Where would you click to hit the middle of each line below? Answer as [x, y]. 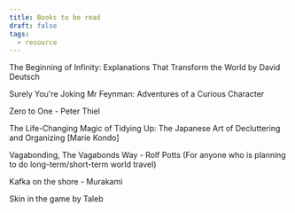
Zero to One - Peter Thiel [54, 111]
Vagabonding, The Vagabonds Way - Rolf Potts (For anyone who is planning [147, 155]
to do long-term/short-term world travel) [83, 164]
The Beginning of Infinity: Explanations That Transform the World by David [145, 67]
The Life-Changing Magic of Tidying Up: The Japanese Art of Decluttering [145, 129]
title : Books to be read [55, 17]
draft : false [33, 26]
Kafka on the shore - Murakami [66, 182]
